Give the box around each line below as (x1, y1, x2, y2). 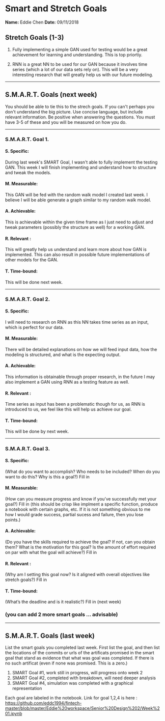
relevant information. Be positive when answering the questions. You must (5, 114, 156, 120)
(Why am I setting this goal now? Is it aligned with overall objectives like (5, 572, 150, 578)
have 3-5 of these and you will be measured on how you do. (5, 119, 127, 125)
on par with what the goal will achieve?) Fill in (5, 549, 97, 555)
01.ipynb (5, 711, 22, 717)
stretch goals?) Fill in (5, 577, 47, 582)
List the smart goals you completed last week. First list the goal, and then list (5, 644, 160, 651)
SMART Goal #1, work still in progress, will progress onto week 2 (12, 670, 143, 676)
